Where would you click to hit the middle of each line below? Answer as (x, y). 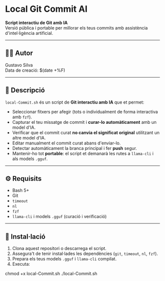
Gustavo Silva (19, 65)
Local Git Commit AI (46, 9)
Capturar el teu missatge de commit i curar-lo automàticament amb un (84, 122)
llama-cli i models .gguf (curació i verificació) (59, 217)
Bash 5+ (21, 191)
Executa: (21, 264)
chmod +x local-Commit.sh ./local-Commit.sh (51, 274)
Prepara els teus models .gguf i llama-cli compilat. (64, 259)
